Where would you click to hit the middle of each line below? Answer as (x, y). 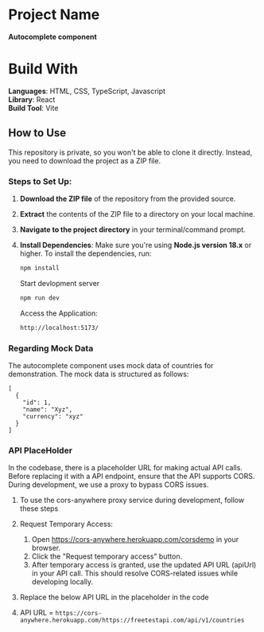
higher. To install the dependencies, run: (85, 253)
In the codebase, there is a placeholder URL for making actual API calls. (125, 468)
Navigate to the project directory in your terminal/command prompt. (133, 230)
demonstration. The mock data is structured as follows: (99, 374)
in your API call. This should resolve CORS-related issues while (135, 573)
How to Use (37, 133)
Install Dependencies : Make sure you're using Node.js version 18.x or (136, 245)
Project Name (54, 15)
